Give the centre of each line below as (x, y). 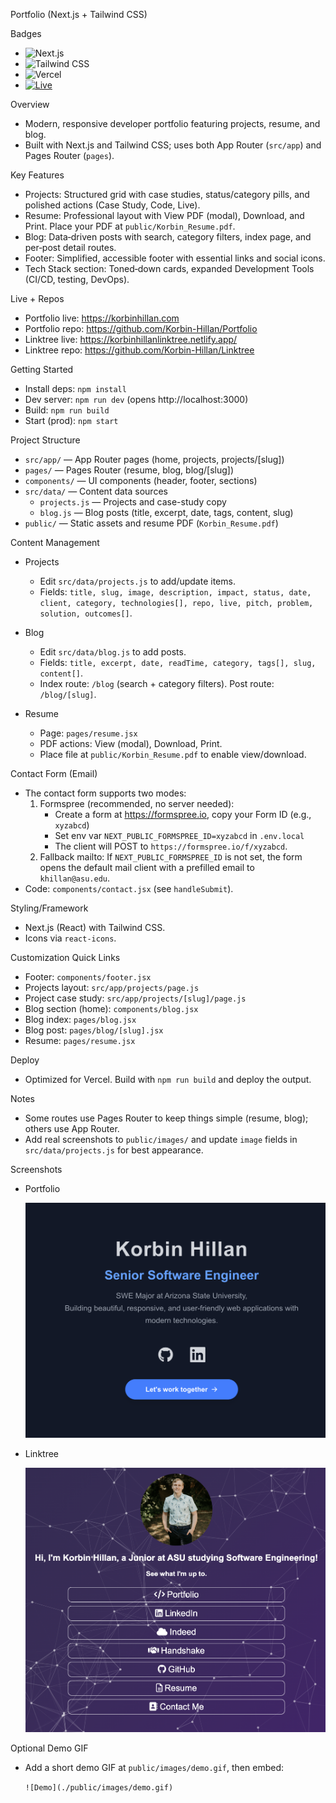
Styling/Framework (49, 908)
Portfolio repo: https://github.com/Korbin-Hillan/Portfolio (141, 328)
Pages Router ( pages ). (69, 155)
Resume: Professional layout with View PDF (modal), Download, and (164, 215)
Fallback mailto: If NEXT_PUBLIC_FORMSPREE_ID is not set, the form (171, 857)
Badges (26, 33)
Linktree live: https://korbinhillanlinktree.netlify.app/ (131, 339)
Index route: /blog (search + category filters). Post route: (157, 683)
